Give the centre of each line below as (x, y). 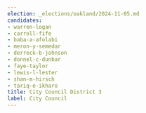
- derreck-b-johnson (38, 53)
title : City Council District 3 (54, 92)
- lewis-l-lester (33, 72)
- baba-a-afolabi (33, 40)
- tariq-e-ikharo (33, 86)
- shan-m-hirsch (31, 79)
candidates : (25, 20)
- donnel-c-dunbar (34, 60)
